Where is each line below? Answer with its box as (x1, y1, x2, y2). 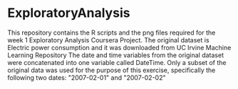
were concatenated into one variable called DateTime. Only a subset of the (7, 58, 227, 66)
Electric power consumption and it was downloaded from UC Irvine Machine (7, 43, 232, 52)
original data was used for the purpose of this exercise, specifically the (7, 66, 216, 74)
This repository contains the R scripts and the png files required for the (7, 28, 216, 37)
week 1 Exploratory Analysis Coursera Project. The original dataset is (7, 35, 209, 44)
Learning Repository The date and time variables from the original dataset (7, 51, 224, 59)
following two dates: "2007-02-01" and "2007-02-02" (7, 73, 166, 82)
